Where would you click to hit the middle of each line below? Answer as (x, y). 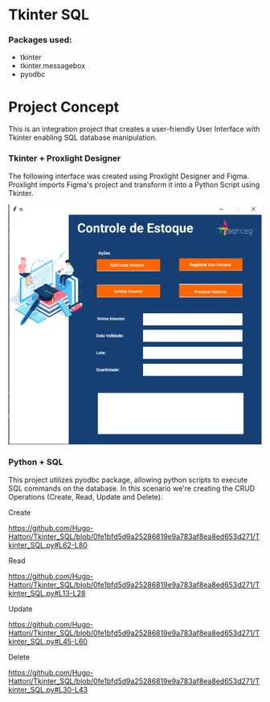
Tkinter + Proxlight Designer (65, 158)
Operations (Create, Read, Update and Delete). (86, 496)
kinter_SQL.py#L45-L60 (48, 641)
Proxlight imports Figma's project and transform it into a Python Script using (134, 184)
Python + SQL (36, 462)
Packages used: (40, 40)
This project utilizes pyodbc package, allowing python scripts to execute (128, 480)
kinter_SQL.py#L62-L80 (48, 545)
